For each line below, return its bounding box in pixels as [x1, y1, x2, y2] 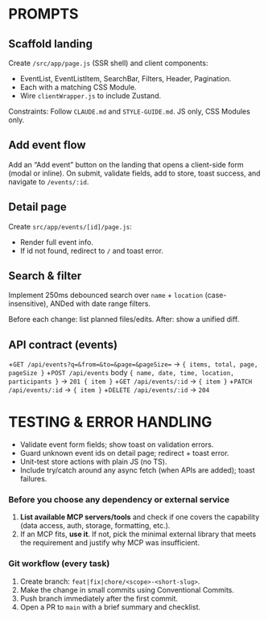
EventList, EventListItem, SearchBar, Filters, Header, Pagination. [19, 74, 232, 83]
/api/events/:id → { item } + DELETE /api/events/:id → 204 [8, 385, 210, 395]
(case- [204, 291, 227, 300]
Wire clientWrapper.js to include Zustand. [19, 91, 162, 101]
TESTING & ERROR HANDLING [8, 413, 212, 432]
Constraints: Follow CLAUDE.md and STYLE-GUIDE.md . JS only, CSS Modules [8, 106, 251, 116]
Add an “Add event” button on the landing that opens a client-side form [8, 159, 244, 169]
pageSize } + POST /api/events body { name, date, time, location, [8, 368, 235, 378]
